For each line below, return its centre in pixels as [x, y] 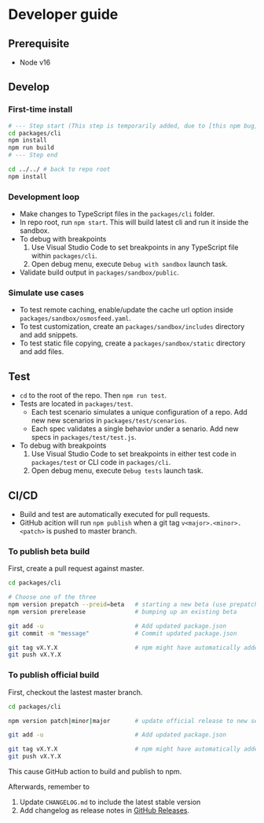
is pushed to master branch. [92, 531]
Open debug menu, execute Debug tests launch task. [117, 471]
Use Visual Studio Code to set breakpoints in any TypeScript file [135, 247]
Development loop [44, 197]
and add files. [42, 352]
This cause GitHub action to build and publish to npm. [95, 771]
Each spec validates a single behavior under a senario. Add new [135, 429]
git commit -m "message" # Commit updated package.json [123, 633]
